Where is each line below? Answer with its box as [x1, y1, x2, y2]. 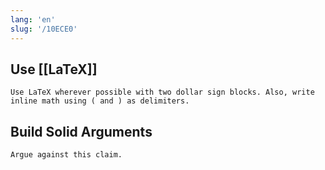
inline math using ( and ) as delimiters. [10, 96, 190, 106]
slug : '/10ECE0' [10, 24, 78, 34]
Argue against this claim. [10, 150, 123, 160]
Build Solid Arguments [10, 123, 153, 140]
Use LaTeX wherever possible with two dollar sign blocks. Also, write [10, 87, 315, 98]
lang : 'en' [10, 14, 56, 25]
